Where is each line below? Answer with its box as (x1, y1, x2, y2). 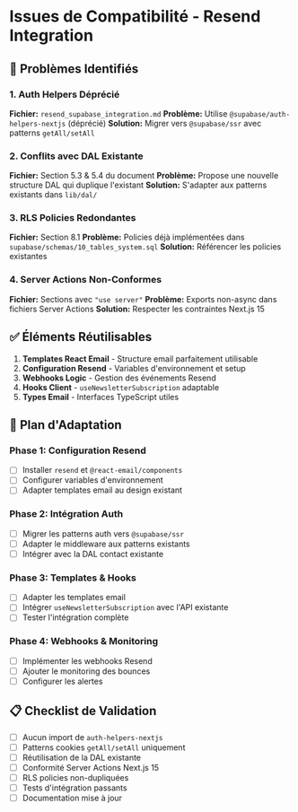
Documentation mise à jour (22, 792, 123, 804)
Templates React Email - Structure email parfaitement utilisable (22, 353, 259, 364)
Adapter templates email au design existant (22, 485, 182, 495)
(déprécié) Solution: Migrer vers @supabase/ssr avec (67, 118, 262, 128)
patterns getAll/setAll (9, 127, 95, 138)
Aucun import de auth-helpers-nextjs (22, 731, 163, 742)
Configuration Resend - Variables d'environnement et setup (22, 362, 247, 373)
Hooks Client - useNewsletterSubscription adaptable (22, 381, 220, 392)
